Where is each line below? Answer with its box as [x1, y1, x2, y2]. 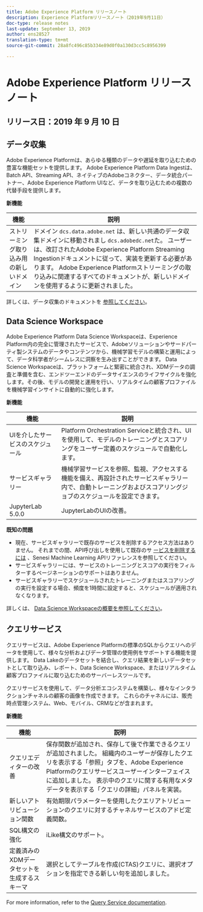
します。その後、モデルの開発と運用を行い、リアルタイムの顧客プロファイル [6, 379, 196, 386]
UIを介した [9, 431, 40, 439]
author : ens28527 [6, 31, 50, 37]
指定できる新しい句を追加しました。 [70, 869, 173, 878]
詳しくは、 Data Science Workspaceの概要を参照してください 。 [6, 605, 166, 612]
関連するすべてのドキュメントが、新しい [57, 273, 172, 281]
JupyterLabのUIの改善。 [61, 506, 130, 515]
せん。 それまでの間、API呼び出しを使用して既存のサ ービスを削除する [20, 547, 196, 554]
